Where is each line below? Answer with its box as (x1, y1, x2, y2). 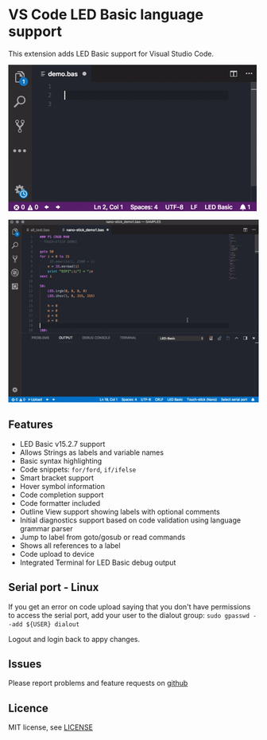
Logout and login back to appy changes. (8, 634, 141, 644)
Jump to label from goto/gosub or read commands (19, 532, 186, 542)
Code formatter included (19, 498, 101, 507)
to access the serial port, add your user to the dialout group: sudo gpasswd (8, 610, 250, 620)
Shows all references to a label (19, 540, 121, 550)
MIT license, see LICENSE (8, 722, 94, 732)
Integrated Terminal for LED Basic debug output (19, 558, 176, 567)
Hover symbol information (19, 481, 106, 491)
